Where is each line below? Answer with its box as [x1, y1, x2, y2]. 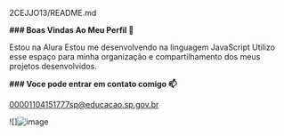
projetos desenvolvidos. [9, 61, 98, 71]
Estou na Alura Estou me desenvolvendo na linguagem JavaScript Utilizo [9, 42, 276, 52]
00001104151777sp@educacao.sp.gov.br [9, 100, 159, 109]
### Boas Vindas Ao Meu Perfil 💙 [9, 25, 134, 35]
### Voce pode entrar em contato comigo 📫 [9, 79, 177, 89]
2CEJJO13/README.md [9, 8, 97, 18]
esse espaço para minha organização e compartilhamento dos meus [9, 52, 261, 61]
